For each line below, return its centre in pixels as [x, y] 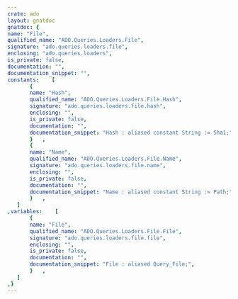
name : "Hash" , [50, 93]
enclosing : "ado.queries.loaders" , [60, 54]
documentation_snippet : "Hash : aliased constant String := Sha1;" [131, 132]
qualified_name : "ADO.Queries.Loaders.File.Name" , [106, 159]
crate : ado [23, 14]
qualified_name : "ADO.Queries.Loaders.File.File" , [106, 231]
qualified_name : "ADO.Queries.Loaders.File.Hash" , [106, 100]
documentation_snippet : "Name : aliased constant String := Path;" [131, 192]
